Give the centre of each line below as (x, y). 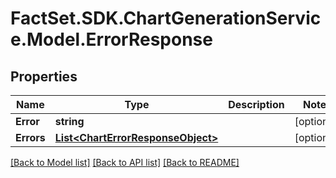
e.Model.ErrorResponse (111, 39)
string (69, 121)
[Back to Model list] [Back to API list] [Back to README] (125, 162)
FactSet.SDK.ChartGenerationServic (166, 18)
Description (256, 104)
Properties (44, 76)
